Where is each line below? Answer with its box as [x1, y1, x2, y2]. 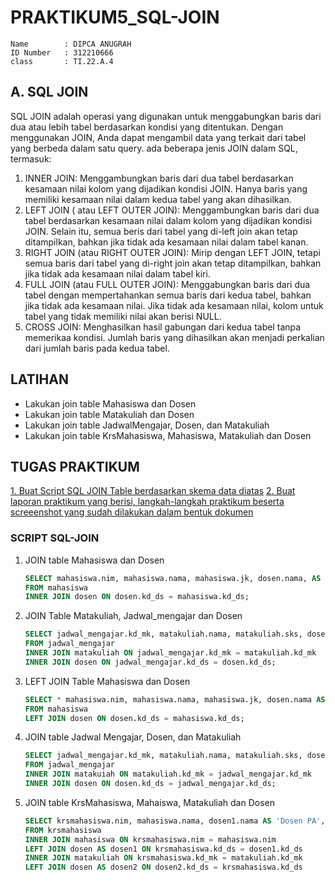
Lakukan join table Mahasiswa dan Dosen [24, 397, 197, 410]
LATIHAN [10, 371, 69, 388]
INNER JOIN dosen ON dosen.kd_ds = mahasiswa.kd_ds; [24, 592, 250, 602]
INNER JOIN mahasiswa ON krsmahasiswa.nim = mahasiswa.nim [24, 834, 277, 845]
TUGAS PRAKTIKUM [10, 458, 140, 475]
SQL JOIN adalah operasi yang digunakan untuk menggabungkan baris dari [10, 110, 322, 122]
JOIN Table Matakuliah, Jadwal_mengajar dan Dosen [24, 610, 243, 622]
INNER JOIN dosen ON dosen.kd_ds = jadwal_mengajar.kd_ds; [24, 779, 277, 789]
